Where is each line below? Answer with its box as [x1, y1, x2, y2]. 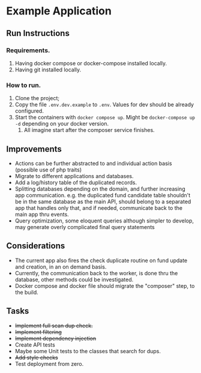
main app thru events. [14, 210, 69, 218]
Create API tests [14, 341, 55, 348]
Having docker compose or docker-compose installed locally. [14, 59, 167, 67]
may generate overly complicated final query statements [14, 223, 155, 230]
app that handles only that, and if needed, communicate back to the [14, 204, 183, 211]
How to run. [6, 81, 41, 89]
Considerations [6, 241, 65, 251]
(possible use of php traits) [14, 166, 82, 173]
